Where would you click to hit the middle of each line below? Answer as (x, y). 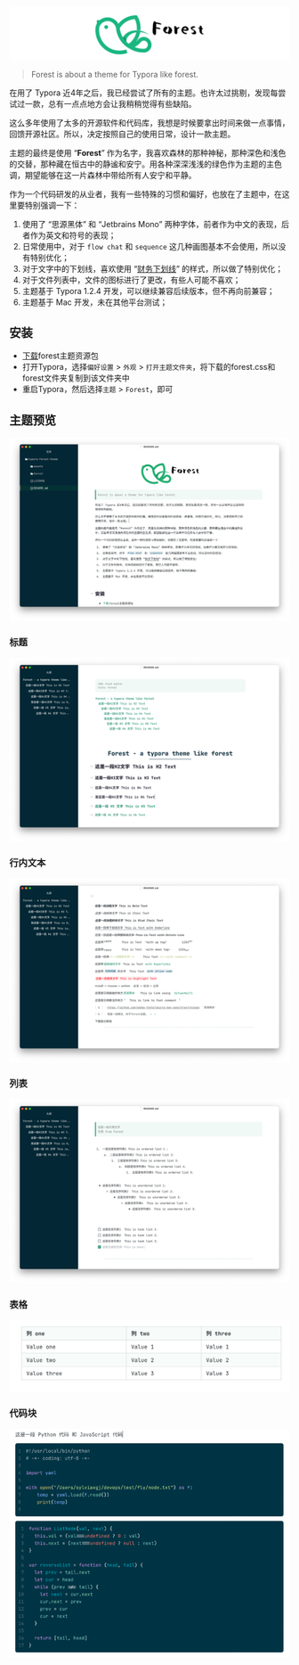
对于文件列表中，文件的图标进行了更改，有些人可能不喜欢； (131, 280)
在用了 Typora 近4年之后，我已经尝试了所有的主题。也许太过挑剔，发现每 (144, 93)
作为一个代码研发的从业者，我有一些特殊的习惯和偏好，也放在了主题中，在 (145, 193)
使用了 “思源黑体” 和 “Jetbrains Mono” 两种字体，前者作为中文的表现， (152, 224)
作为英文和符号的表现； (73, 235)
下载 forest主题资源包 (61, 356)
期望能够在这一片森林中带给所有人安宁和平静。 (110, 175)
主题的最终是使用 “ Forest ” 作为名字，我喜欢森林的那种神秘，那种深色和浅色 (148, 152)
